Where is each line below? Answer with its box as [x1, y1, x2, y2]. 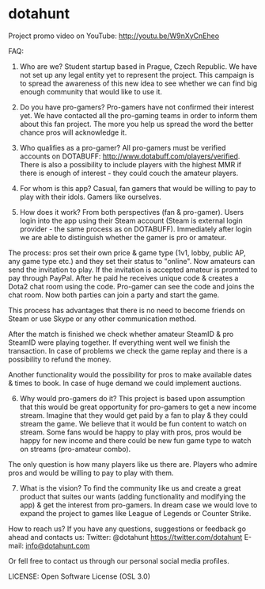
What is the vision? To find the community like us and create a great [19, 483, 241, 492]
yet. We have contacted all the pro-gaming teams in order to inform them [19, 110, 258, 120]
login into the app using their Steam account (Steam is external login [19, 216, 243, 225]
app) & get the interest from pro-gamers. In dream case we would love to [19, 500, 258, 510]
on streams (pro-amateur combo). [19, 444, 131, 453]
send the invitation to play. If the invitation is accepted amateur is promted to [8, 265, 258, 274]
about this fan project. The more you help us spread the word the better [19, 119, 254, 128]
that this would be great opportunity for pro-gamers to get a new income [19, 402, 257, 411]
